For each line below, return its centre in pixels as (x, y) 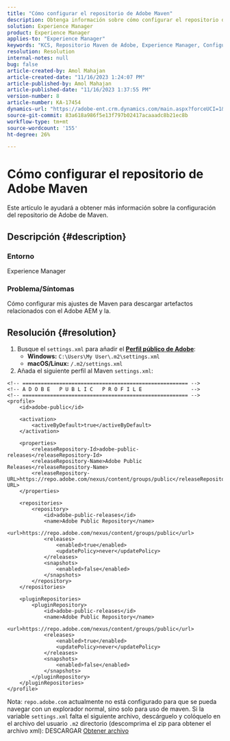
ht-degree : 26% (29, 134)
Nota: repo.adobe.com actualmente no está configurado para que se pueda (112, 701)
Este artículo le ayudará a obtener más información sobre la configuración (112, 208)
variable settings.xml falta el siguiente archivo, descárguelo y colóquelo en (114, 716)
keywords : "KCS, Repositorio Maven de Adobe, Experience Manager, (104, 45)
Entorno (21, 256)
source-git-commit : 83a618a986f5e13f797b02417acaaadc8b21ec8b (98, 115)
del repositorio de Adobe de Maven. (57, 215)
